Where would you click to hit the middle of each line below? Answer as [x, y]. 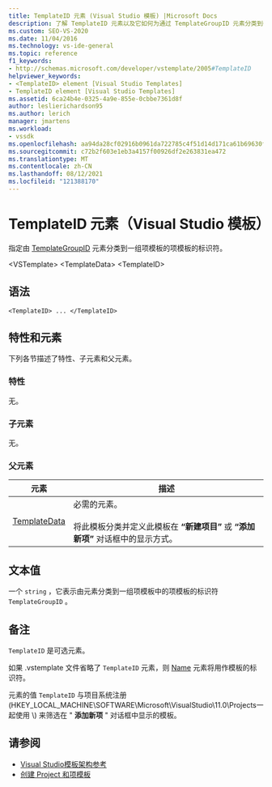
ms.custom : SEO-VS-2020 [49, 31]
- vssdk [21, 136]
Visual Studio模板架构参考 [63, 764]
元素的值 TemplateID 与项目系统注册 [68, 695]
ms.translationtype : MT [49, 159]
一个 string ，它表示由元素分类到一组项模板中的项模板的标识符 [113, 591]
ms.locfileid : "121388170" [54, 182]
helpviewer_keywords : [45, 76]
